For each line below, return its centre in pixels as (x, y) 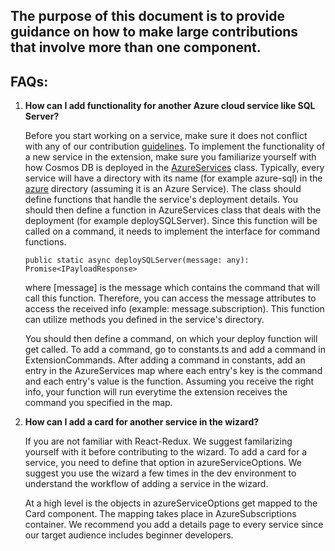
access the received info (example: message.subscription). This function (174, 309)
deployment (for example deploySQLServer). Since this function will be (171, 221)
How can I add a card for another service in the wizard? (142, 422)
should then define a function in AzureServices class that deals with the (173, 210)
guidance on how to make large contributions (154, 32)
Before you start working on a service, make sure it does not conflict (166, 136)
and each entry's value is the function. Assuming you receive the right (169, 381)
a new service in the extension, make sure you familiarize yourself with (170, 157)
